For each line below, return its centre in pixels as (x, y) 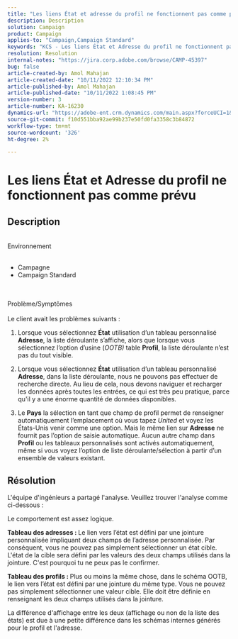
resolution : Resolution (42, 54)
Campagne (34, 267)
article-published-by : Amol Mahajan (61, 87)
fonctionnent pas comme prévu (102, 195)
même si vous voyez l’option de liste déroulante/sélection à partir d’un (119, 450)
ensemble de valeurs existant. (61, 458)
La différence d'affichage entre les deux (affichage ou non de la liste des (113, 613)
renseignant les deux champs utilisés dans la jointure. (86, 599)
